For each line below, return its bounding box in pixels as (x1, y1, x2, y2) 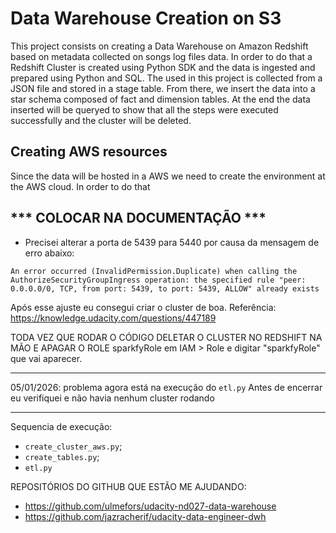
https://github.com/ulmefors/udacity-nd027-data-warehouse (24, 500, 277, 512)
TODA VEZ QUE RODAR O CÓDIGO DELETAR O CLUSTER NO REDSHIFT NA (10, 331, 323, 343)
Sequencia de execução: (10, 420, 113, 432)
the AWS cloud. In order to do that (10, 180, 151, 192)
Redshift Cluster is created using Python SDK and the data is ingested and (10, 61, 316, 73)
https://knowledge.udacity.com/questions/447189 (10, 312, 217, 324)
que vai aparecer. (10, 352, 83, 364)
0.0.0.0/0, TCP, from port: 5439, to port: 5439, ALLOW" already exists (10, 283, 320, 294)
